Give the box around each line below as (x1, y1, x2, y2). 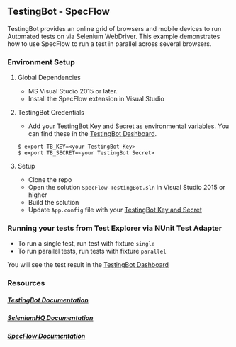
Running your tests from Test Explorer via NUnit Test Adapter (7, 223, 223, 233)
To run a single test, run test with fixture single (17, 239, 155, 248)
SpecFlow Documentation (7, 331, 86, 340)
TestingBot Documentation (7, 295, 89, 304)
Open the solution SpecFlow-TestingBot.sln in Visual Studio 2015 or (28, 183, 225, 192)
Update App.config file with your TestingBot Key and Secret (28, 205, 202, 215)
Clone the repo (28, 176, 72, 184)
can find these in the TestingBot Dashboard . (28, 130, 157, 138)
